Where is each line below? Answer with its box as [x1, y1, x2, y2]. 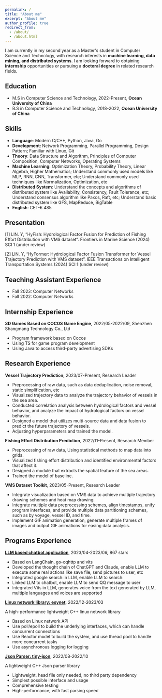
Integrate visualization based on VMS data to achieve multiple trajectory [12, 491, 156, 498]
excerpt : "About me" [5, 16, 47, 21]
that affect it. [12, 462, 38, 468]
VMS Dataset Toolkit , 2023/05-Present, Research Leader [5, 482, 120, 488]
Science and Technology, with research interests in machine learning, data [5, 52, 156, 58]
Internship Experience [5, 308, 74, 316]
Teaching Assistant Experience [5, 275, 102, 284]
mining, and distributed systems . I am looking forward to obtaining [5, 58, 140, 64]
